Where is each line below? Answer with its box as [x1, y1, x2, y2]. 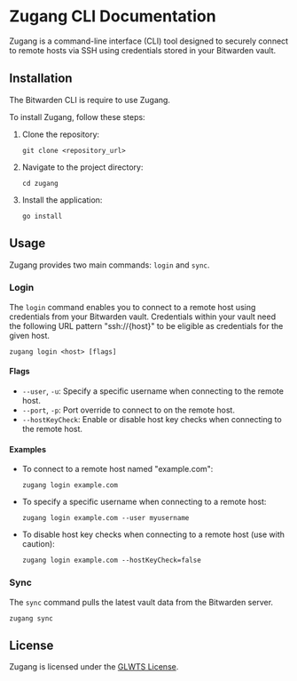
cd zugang [21, 179, 59, 188]
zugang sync [9, 613, 53, 623]
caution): [21, 539, 55, 549]
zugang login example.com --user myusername [21, 514, 190, 523]
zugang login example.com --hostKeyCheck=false [21, 556, 201, 565]
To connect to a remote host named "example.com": [21, 464, 214, 475]
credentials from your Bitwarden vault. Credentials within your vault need [9, 311, 277, 322]
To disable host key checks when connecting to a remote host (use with [21, 529, 285, 540]
